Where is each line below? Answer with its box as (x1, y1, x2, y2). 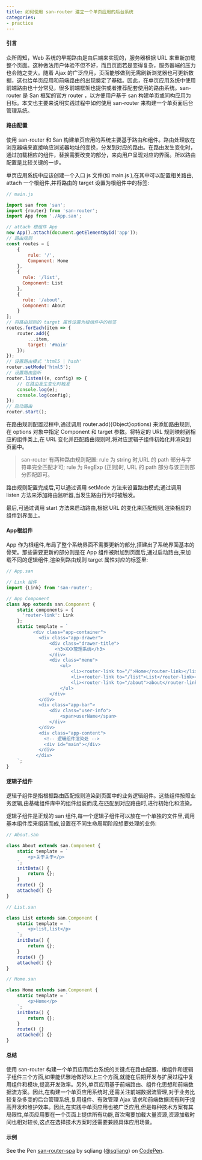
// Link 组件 (6, 579, 37, 585)
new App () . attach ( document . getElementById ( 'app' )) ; (6, 230, 138, 236)
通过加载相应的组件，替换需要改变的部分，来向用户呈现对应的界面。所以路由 (6, 151, 196, 158)
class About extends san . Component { (6, 843, 101, 849)
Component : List (22, 280, 63, 286)
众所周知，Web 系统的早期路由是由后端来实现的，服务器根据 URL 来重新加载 (6, 54, 195, 61)
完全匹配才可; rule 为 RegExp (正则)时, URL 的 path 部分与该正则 (31, 463, 190, 471)
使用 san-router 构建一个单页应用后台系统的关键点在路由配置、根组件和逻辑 (6, 1066, 194, 1073)
